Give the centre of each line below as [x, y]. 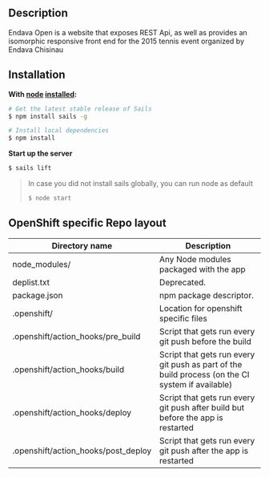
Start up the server [40, 154]
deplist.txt [31, 282]
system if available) [196, 384]
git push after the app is [204, 451]
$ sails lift [30, 168]
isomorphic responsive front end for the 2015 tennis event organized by [126, 41]
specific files [183, 318]
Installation [37, 75]
